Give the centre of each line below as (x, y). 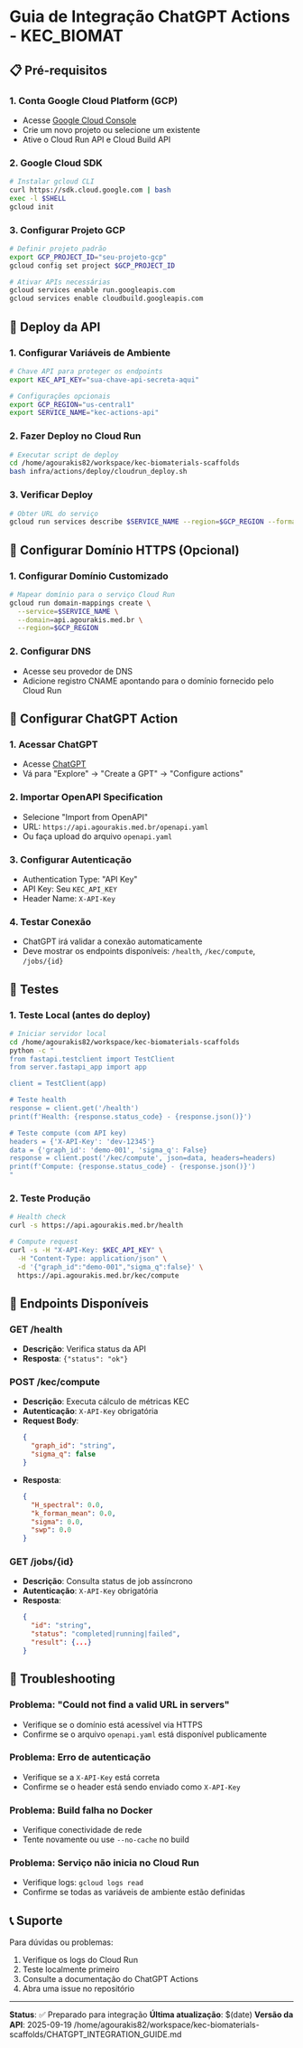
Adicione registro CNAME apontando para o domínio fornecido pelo (148, 681)
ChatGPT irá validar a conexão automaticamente (112, 941)
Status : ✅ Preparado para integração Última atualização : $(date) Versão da (151, 2015)
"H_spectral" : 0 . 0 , (68, 1505)
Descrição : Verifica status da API (84, 1349)
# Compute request (44, 1242)
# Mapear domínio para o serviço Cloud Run (92, 594)
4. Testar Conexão (50, 921)
